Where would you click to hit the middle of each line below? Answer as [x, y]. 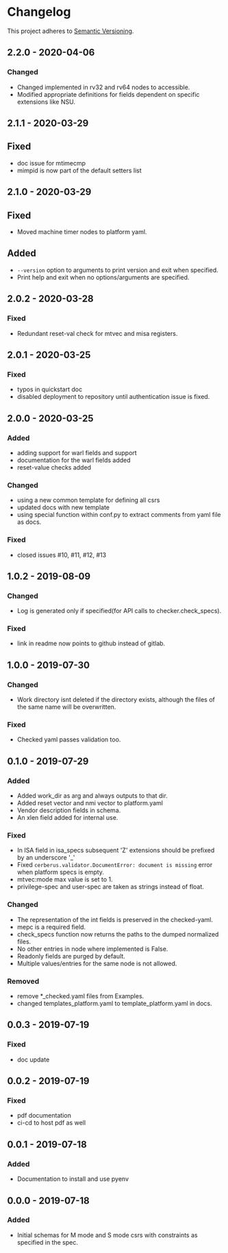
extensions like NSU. [46, 102]
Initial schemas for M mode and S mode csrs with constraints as [107, 1235]
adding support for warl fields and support [77, 452]
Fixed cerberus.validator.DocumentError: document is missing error [115, 865]
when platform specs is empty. [61, 872]
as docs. [29, 522]
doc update [33, 1059]
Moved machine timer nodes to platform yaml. [82, 232]
